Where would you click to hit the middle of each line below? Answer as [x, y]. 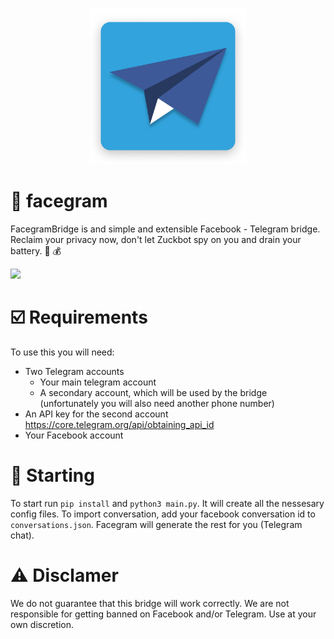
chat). [22, 535]
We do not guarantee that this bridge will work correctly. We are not [150, 603]
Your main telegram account [98, 382]
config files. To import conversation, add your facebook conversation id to [163, 514]
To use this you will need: [62, 352]
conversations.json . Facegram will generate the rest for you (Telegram [156, 524]
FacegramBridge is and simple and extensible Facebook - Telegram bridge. [165, 229]
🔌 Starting [52, 475]
